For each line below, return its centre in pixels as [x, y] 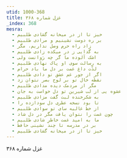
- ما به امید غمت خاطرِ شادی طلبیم [56, 120]
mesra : [15, 29]
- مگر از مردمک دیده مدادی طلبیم [54, 86]
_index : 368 [21, 23]
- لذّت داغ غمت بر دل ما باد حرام [54, 69]
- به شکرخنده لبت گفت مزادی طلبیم [56, 97]
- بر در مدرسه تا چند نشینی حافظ [54, 126]
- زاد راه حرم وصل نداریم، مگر [52, 46]
